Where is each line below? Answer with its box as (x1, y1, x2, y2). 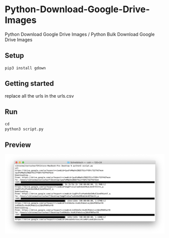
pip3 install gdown (5, 65, 46, 71)
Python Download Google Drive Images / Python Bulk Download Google (5, 31, 155, 37)
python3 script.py (5, 127, 44, 132)
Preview (5, 140, 31, 149)
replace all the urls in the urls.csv (5, 93, 74, 99)
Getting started (5, 79, 54, 88)
